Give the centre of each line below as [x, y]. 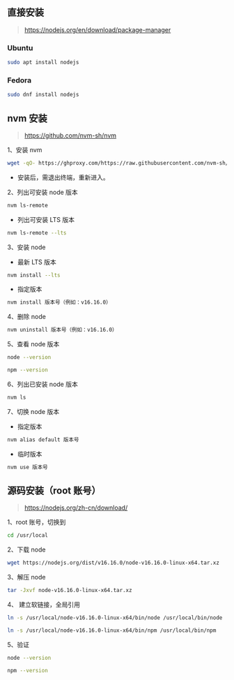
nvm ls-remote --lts [37, 232]
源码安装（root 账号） [54, 490]
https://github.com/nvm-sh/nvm [70, 135]
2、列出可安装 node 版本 [42, 192]
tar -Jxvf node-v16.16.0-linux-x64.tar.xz [70, 591]
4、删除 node [27, 317]
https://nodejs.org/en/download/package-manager [97, 29]
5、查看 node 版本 [33, 344]
